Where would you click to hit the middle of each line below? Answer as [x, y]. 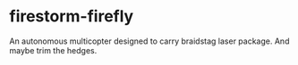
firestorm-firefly [72, 16]
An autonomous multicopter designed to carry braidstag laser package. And [149, 41]
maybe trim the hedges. [53, 50]
